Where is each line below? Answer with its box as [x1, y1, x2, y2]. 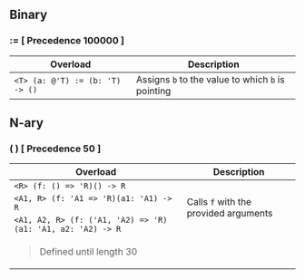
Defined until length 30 [39, 245, 138, 258]
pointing [135, 84, 172, 97]
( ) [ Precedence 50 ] [9, 142, 102, 155]
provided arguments [186, 207, 273, 220]
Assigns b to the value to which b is [135, 72, 285, 85]
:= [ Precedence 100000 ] [9, 34, 125, 47]
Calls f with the [186, 196, 252, 208]
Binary [9, 7, 48, 23]
